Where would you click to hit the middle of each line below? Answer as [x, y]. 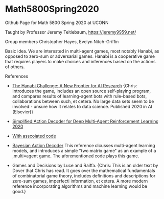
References [17, 76]
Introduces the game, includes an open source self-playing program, [81, 91]
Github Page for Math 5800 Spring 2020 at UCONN [57, 23]
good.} [19, 191]
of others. [15, 67]
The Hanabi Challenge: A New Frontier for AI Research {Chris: [74, 86]
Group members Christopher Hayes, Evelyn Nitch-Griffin [62, 41]
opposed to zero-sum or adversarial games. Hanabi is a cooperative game [80, 56]
